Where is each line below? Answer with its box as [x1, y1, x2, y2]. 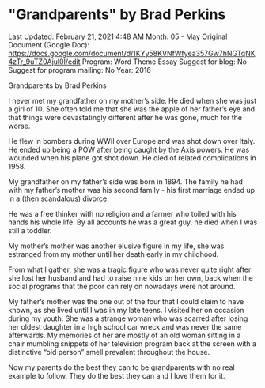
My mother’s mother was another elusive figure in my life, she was [8, 241, 225, 251]
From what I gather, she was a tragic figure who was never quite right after [8, 265, 252, 274]
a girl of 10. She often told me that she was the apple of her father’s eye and [8, 104, 256, 114]
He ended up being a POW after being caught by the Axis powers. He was [8, 145, 250, 154]
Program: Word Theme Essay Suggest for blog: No [81, 57, 248, 66]
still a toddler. [8, 225, 52, 235]
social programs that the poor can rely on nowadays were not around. [8, 281, 236, 291]
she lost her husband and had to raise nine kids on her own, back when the [8, 273, 253, 282]
